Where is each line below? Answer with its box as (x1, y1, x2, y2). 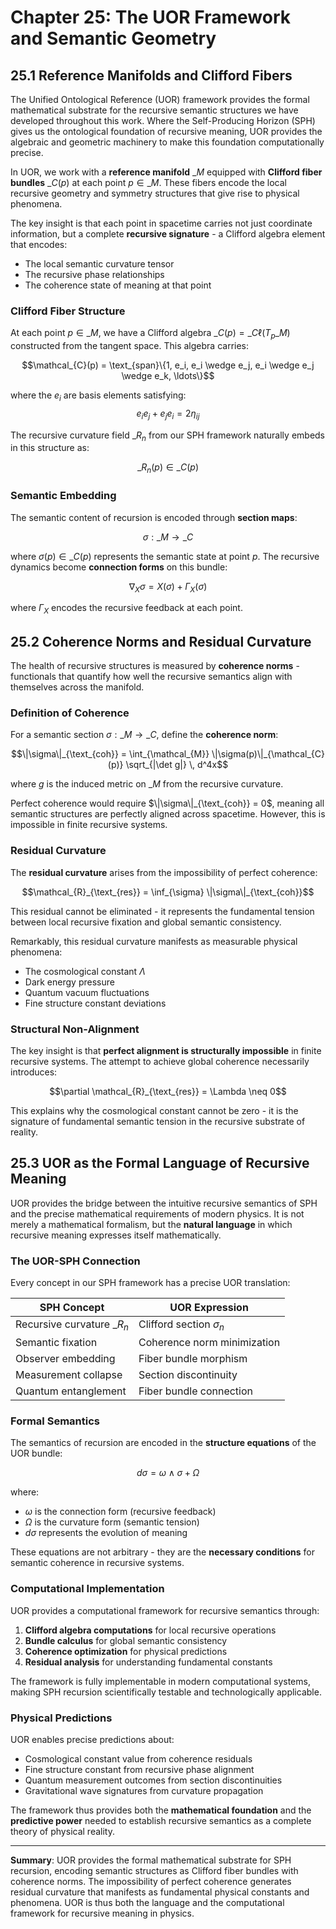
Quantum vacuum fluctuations (24, 986, 150, 998)
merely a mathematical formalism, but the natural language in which (10, 1218, 293, 1230)
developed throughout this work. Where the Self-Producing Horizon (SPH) (10, 115, 316, 126)
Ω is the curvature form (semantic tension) (24, 1516, 200, 1528)
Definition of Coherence (10, 706, 130, 720)
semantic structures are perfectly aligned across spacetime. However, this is (10, 808, 326, 820)
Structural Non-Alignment (10, 1022, 140, 1036)
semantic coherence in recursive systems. (10, 1557, 185, 1569)
